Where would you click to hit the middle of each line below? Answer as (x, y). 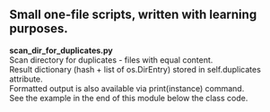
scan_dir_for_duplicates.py (61, 50)
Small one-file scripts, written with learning (133, 15)
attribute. (26, 79)
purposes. (39, 29)
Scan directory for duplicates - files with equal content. (111, 60)
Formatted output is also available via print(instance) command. (127, 88)
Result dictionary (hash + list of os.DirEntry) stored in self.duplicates (135, 69)
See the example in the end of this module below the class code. (129, 98)
